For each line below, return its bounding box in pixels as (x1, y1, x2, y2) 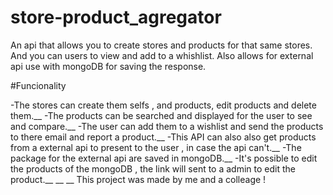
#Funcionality (10, 79, 67, 91)
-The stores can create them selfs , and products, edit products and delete (10, 99, 317, 111)
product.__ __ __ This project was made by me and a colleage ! (10, 173, 267, 185)
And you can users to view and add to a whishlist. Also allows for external (10, 49, 314, 61)
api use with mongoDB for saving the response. (10, 60, 207, 72)
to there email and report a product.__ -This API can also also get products (10, 131, 317, 143)
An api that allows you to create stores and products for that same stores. (10, 39, 313, 51)
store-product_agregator (10, 6, 222, 29)
